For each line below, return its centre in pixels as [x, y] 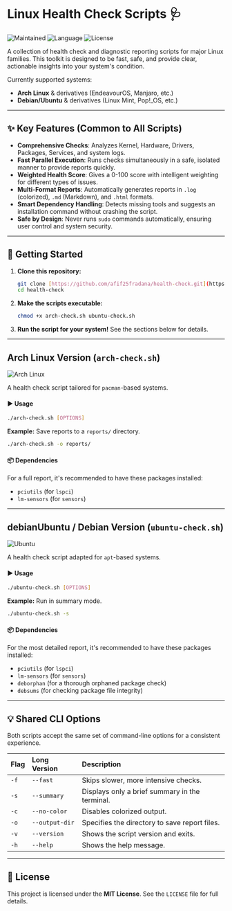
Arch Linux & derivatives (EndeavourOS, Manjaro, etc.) [95, 93]
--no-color [50, 811]
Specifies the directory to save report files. [151, 822]
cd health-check [40, 290]
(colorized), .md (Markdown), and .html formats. [85, 197]
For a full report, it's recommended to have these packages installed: [105, 478]
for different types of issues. [58, 182]
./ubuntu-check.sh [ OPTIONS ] [49, 588]
